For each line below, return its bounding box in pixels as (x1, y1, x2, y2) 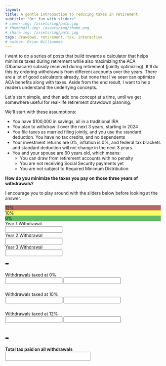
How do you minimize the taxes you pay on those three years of (5, 175, 138, 181)
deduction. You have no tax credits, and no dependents (12, 134, 125, 140)
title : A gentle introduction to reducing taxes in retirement (5, 12, 138, 17)
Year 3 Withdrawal (5, 244, 43, 250)
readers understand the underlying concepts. (5, 84, 98, 90)
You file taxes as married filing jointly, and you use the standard (12, 129, 142, 135)
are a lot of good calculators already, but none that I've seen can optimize (5, 74, 155, 80)
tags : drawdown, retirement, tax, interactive (5, 35, 103, 40)
